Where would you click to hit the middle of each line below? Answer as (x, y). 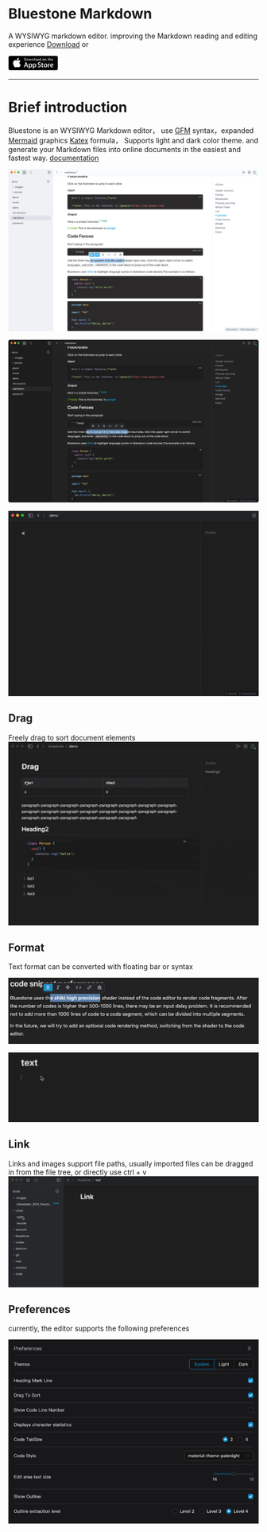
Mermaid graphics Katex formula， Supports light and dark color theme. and (133, 140)
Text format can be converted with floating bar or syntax (101, 967)
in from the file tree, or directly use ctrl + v (77, 1172)
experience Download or (48, 44)
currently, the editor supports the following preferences (99, 1329)
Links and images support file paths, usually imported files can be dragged (131, 1163)
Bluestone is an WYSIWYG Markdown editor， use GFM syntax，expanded (131, 130)
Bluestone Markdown (80, 14)
